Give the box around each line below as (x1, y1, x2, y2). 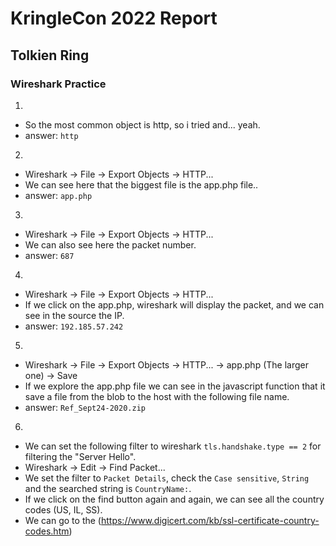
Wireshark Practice (10, 77, 107, 91)
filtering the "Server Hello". (24, 450, 137, 462)
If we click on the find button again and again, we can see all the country (24, 493, 325, 505)
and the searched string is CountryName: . (24, 482, 192, 494)
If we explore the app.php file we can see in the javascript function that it (24, 380, 326, 392)
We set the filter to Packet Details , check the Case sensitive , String (24, 472, 310, 484)
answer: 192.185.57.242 (24, 320, 124, 332)
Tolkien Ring (10, 47, 90, 64)
